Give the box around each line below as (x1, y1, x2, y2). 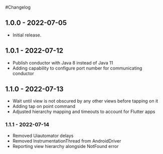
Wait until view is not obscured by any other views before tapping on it (12, 98, 158, 104)
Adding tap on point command (12, 103, 76, 109)
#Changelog (5, 4, 31, 10)
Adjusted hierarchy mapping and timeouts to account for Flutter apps (12, 108, 155, 114)
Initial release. (12, 32, 42, 38)
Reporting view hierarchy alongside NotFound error (12, 143, 119, 149)
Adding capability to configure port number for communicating (12, 65, 142, 71)
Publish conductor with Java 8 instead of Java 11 (12, 59, 113, 65)
